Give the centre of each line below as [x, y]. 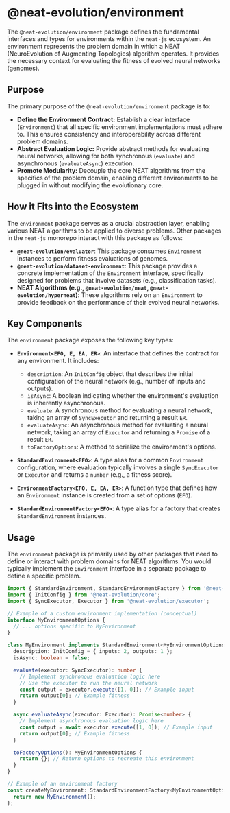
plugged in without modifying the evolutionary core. [90, 185]
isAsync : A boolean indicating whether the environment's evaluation [123, 396]
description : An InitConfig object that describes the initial [110, 374]
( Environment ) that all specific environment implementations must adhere [119, 127]
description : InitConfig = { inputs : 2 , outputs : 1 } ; [93, 652]
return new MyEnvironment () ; [55, 797]
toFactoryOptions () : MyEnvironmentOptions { [78, 753]
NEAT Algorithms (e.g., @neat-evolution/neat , [83, 287]
